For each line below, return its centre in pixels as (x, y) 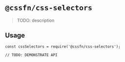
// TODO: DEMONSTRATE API (31, 55)
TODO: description (36, 20)
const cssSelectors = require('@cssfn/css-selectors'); (63, 47)
